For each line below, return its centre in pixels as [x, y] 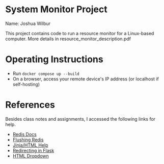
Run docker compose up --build [46, 73]
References [30, 105]
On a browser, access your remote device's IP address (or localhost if [86, 79]
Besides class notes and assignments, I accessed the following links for [80, 119]
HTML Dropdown [31, 156]
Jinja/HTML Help [30, 145]
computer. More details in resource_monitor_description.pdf [68, 39]
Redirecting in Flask [33, 150]
